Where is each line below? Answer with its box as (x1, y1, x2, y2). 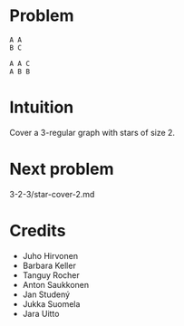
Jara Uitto (22, 308, 60, 319)
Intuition (9, 97, 74, 118)
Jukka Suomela (22, 298, 81, 309)
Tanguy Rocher (22, 269, 80, 281)
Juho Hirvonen (22, 250, 79, 261)
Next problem (9, 159, 114, 179)
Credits (9, 221, 66, 241)
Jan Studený (22, 289, 71, 300)
